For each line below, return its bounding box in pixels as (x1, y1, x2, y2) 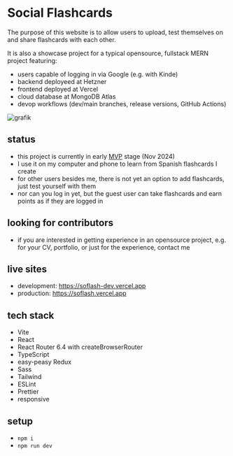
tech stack (7, 309, 55, 321)
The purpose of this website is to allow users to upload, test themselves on (7, 28, 224, 36)
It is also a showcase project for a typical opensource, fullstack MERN (7, 49, 209, 57)
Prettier (17, 387, 39, 396)
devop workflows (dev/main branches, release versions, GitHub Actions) (17, 99, 227, 108)
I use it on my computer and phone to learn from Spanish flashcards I (17, 159, 218, 168)
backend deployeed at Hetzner (17, 77, 107, 85)
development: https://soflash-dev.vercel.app (17, 282, 146, 290)
